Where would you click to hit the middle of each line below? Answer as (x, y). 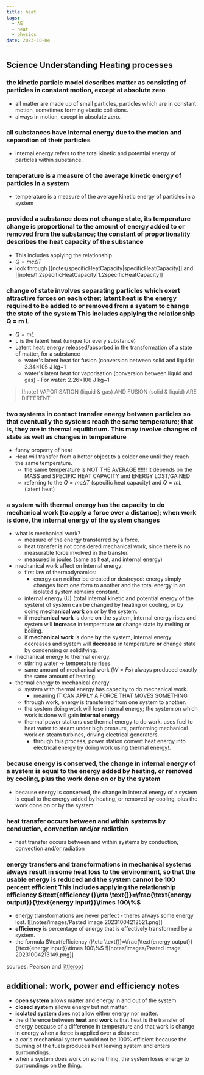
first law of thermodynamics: (60, 573)
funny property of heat (44, 450)
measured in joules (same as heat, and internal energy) (93, 559)
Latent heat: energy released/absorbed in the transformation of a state (104, 347)
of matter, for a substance (47, 354)
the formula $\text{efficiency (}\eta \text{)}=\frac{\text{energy (93, 942)
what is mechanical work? (48, 534)
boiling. (33, 631)
